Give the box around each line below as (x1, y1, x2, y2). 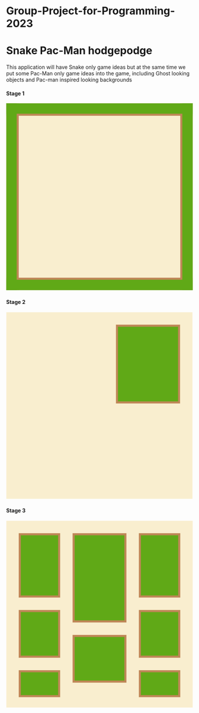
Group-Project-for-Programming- (6, 4, 175, 18)
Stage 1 (6, 90, 25, 97)
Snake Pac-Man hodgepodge (6, 44, 153, 58)
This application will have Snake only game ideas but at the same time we (6, 64, 186, 71)
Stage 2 (6, 298, 25, 305)
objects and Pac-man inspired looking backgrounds (6, 76, 132, 84)
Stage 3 (6, 507, 26, 514)
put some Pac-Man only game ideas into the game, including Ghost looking (6, 70, 190, 77)
